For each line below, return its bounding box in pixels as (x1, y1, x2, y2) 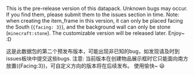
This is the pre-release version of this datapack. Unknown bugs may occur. (6, 5, 188, 12)
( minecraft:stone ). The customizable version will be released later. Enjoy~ (6, 30, 185, 37)
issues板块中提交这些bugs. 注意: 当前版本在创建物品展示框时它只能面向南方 (6, 55, 189, 62)
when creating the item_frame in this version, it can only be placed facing (6, 17, 183, 24)
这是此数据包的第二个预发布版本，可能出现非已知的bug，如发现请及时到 (6, 48, 180, 55)
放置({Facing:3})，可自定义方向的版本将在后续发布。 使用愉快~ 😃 (6, 62, 165, 69)
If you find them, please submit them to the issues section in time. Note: (6, 11, 180, 18)
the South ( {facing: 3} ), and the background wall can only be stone (6, 23, 171, 30)
